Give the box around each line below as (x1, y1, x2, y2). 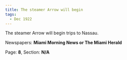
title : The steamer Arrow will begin (5, 7, 83, 12)
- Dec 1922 (9, 16, 32, 21)
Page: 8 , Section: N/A (5, 49, 50, 55)
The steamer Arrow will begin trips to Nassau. (5, 30, 99, 36)
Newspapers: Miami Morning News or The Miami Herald (5, 40, 123, 46)
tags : (5, 12, 16, 17)
